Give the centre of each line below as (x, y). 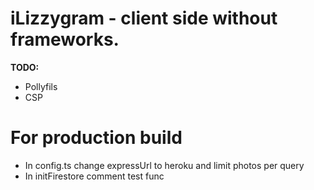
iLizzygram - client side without (144, 18)
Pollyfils (41, 86)
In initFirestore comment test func (94, 176)
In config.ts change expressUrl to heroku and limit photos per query (164, 165)
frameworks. (65, 39)
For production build (96, 138)
